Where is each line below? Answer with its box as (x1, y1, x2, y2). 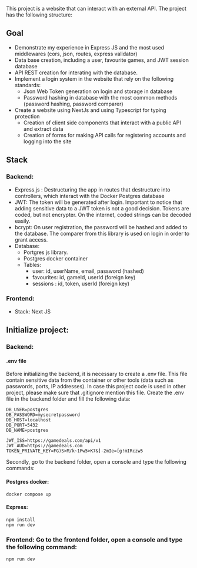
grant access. (14, 236, 48, 243)
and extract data (23, 125, 64, 132)
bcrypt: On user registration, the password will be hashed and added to (14, 223, 188, 230)
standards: (14, 81, 41, 88)
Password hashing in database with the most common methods (23, 94, 178, 101)
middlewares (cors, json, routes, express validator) (14, 50, 138, 57)
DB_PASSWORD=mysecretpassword (6, 412, 81, 418)
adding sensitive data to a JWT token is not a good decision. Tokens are (14, 204, 189, 212)
